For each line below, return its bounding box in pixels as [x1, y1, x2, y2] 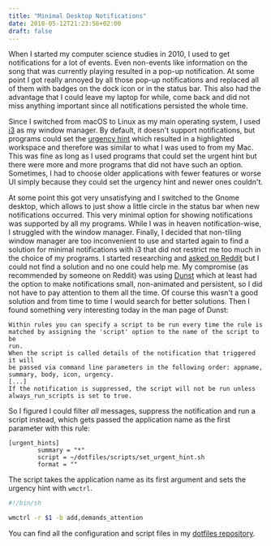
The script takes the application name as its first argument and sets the [8, 474, 246, 484]
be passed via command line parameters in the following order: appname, [8, 363, 264, 372]
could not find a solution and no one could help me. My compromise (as [8, 262, 249, 272]
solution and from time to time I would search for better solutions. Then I [8, 297, 250, 306]
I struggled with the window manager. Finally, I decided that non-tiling [8, 227, 242, 237]
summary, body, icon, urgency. [8, 370, 114, 379]
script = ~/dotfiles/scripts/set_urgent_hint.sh [37, 453, 205, 461]
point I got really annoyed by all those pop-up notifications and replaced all [8, 75, 260, 85]
